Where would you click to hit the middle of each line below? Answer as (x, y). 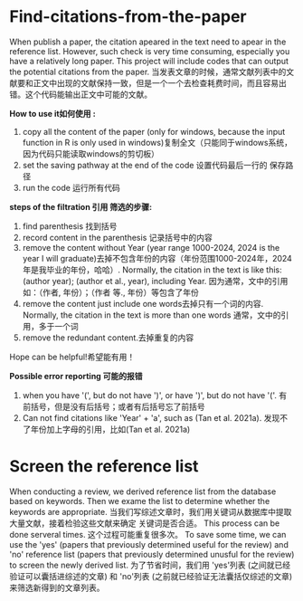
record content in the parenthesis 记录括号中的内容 (117, 237)
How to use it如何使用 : (53, 113)
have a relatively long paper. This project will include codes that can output (149, 61)
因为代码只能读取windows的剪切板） (91, 153)
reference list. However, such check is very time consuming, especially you (150, 51)
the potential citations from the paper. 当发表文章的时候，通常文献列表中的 (148, 72)
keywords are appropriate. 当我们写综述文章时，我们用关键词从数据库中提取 (151, 511)
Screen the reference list (104, 467)
